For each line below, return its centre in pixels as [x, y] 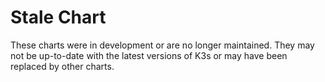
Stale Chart [58, 17]
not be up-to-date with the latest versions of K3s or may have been [149, 55]
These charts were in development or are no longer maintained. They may [162, 45]
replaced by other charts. [62, 66]
